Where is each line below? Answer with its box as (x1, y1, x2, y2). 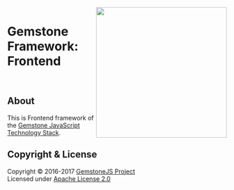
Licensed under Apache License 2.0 (7, 174, 111, 183)
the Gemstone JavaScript (7, 121, 80, 129)
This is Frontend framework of (7, 113, 94, 122)
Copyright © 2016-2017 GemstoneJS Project (7, 167, 136, 175)
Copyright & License (7, 149, 97, 161)
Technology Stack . (7, 128, 61, 136)
